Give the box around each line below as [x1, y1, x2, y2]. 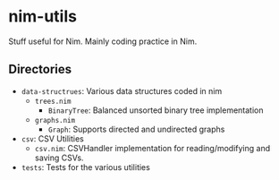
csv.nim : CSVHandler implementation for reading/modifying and [34, 142, 270, 153]
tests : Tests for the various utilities [21, 161, 151, 172]
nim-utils [8, 6, 78, 27]
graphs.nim [34, 116, 76, 124]
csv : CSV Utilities [21, 133, 84, 144]
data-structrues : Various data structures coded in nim [21, 85, 223, 96]
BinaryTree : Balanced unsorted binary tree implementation [47, 105, 265, 116]
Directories [8, 62, 72, 77]
